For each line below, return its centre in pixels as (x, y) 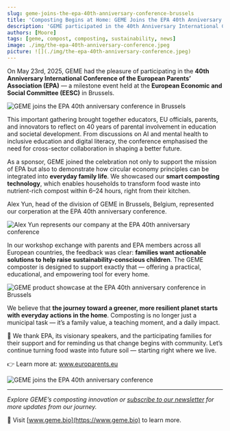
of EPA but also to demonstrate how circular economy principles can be (108, 169)
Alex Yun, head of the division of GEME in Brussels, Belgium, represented (111, 204)
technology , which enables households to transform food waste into (104, 183)
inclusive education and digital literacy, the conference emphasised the (107, 141)
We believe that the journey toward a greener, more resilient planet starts (113, 308)
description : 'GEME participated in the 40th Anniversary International (113, 26)
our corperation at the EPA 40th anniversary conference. (87, 211)
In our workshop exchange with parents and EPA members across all (104, 245)
